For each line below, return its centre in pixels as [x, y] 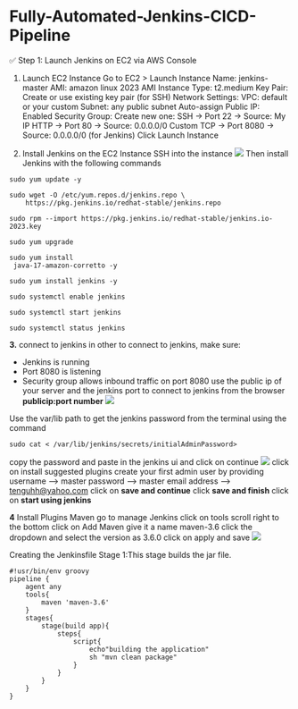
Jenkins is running [56, 362]
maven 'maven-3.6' [75, 602]
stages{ [39, 618]
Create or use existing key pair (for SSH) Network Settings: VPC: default [155, 97]
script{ [87, 641]
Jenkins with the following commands [92, 163]
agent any [44, 587]
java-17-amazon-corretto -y [65, 266]
